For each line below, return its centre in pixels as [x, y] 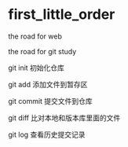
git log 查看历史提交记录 [47, 134]
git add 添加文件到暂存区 [48, 84]
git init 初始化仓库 [37, 68]
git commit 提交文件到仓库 [50, 101]
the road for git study [42, 51]
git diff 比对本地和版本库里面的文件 [64, 118]
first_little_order [62, 15]
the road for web [35, 36]
